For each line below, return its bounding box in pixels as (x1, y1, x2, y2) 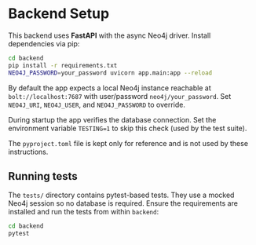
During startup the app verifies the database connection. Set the (8, 115, 217, 124)
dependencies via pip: (8, 38, 80, 48)
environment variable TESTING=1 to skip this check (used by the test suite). (8, 123, 247, 133)
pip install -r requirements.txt (8, 61, 118, 69)
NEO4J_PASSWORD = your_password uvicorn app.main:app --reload (8, 68, 213, 77)
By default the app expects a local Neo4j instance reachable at (8, 83, 211, 93)
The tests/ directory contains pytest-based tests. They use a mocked (8, 190, 235, 200)
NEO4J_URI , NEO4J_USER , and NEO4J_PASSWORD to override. (8, 100, 186, 109)
